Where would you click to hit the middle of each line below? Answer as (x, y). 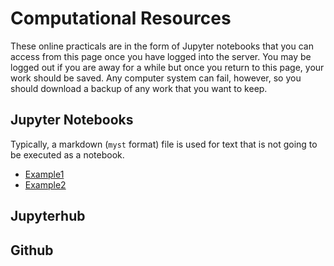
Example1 (44, 174)
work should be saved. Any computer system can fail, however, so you (156, 78)
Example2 (45, 184)
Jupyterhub (48, 216)
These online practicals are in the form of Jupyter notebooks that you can (162, 46)
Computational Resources (121, 18)
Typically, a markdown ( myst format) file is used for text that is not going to (164, 144)
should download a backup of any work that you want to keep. (139, 88)
